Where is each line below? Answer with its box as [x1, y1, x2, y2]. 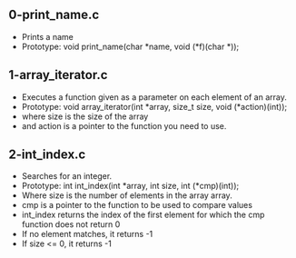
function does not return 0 [21, 219, 121, 230]
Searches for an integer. [21, 171, 113, 182]
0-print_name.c [8, 7, 100, 23]
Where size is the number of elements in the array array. [21, 190, 232, 201]
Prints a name [21, 31, 74, 42]
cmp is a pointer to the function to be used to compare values [21, 200, 253, 211]
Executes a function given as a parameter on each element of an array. [21, 91, 287, 103]
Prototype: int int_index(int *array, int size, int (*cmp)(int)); [21, 181, 240, 192]
